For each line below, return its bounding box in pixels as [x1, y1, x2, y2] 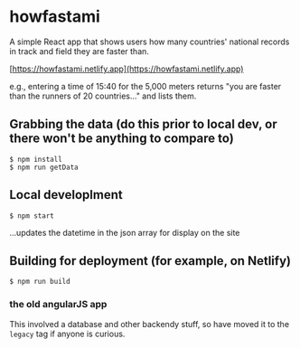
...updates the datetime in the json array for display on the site [9, 227, 240, 238]
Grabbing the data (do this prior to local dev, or [9, 117, 277, 132]
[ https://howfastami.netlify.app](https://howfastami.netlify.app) [9, 63, 244, 74]
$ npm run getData [9, 163, 79, 172]
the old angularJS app [9, 298, 108, 311]
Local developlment [9, 187, 124, 202]
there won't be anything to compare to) [9, 131, 235, 146]
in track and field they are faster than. [9, 45, 149, 56]
